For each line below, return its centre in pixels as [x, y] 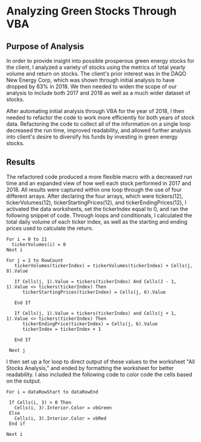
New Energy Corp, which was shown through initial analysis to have [91, 80]
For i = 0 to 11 [27, 239]
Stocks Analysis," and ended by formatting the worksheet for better [90, 368]
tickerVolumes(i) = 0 [39, 244]
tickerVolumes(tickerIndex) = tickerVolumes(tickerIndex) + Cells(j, [104, 265]
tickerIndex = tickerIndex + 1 [62, 329]
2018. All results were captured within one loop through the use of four [94, 189]
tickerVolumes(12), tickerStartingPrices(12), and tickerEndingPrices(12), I [96, 202]
